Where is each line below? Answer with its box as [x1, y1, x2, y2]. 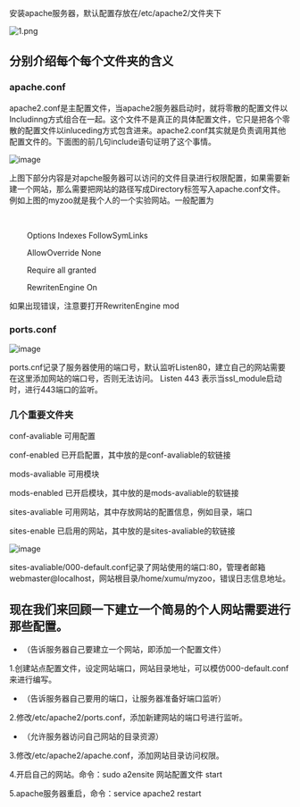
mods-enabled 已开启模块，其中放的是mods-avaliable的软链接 [9, 488, 239, 499]
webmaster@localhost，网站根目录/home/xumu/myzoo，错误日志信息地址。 [9, 573, 291, 584]
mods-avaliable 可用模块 [9, 468, 100, 480]
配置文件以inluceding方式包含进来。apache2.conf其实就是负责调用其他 [24, 124, 287, 136]
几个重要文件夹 [9, 408, 74, 421]
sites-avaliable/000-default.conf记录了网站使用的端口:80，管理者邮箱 [9, 562, 266, 573]
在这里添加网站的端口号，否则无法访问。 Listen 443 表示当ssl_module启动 [9, 373, 283, 383]
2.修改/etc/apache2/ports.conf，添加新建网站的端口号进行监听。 [9, 712, 247, 723]
